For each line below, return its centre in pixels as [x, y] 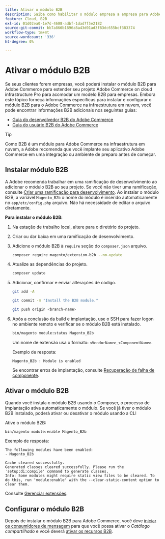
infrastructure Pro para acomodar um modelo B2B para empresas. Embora [80, 94]
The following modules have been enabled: [49, 450]
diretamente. [18, 208]
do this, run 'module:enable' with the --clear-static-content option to [82, 480]
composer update [29, 273]
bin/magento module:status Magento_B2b [53, 333]
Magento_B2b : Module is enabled [46, 361]
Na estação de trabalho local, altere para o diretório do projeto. [76, 227]
